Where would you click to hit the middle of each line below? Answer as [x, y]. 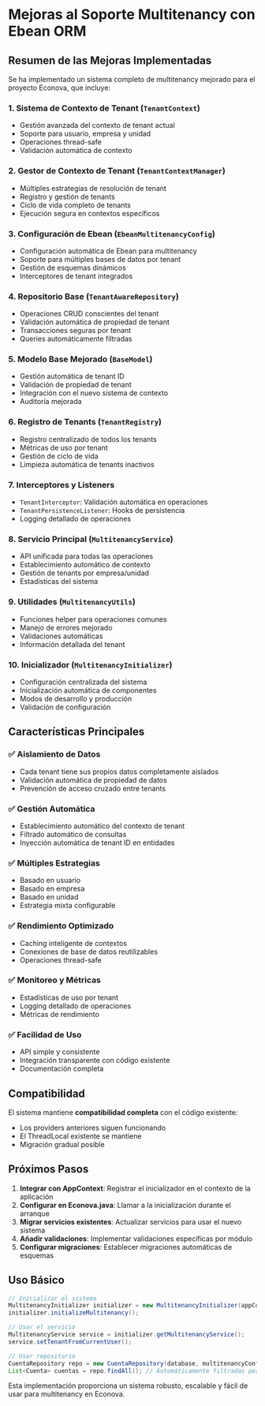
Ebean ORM [47, 31]
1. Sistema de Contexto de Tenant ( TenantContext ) [105, 108]
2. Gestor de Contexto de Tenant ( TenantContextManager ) [117, 171]
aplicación [36, 1196]
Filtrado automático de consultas [73, 834]
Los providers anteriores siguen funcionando [93, 1127]
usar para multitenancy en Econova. [67, 1394]
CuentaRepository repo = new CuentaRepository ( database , [104, 1363]
